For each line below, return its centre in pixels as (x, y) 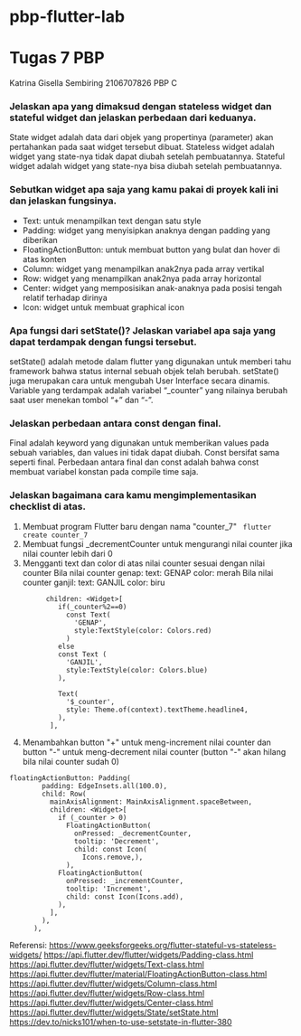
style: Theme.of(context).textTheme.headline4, (157, 710)
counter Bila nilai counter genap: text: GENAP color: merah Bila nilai (148, 572)
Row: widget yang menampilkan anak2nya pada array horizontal (142, 278)
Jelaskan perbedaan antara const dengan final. (115, 423)
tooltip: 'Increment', (109, 889)
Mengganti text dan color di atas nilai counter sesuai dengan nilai (143, 563)
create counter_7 (55, 535)
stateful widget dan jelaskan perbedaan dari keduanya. (133, 118)
